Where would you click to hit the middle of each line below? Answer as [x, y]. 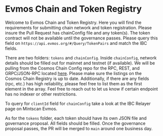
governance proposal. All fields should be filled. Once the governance [75, 123]
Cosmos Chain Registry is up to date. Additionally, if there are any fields [77, 78]
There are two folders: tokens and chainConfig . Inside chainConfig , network [81, 58]
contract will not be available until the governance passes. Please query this [81, 38]
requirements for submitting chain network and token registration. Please [79, 27]
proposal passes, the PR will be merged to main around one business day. [79, 128]
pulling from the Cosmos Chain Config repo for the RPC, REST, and [72, 68]
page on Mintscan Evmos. [31, 109]
